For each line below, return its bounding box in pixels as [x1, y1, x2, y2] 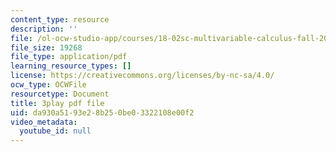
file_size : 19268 [10, 42, 83, 53]
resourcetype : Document [10, 89, 110, 99]
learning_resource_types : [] [10, 61, 132, 71]
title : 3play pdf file [10, 98, 105, 108]
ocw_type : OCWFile [10, 80, 87, 90]
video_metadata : [10, 117, 78, 127]
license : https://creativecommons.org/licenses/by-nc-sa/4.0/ [10, 71, 275, 81]
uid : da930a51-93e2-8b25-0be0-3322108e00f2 [10, 107, 195, 118]
